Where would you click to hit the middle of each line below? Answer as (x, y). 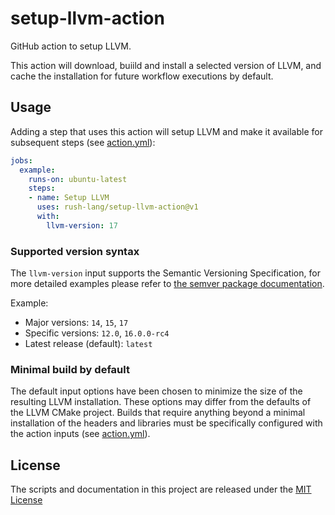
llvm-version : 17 (82, 225)
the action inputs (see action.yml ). (80, 434)
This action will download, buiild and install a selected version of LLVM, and (166, 65)
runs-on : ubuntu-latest (78, 179)
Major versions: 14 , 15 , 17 (76, 323)
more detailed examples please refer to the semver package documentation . (167, 284)
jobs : (21, 160)
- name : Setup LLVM (69, 198)
